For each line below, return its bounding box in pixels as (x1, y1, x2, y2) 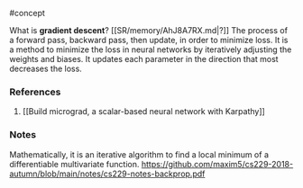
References (9, 85, 61, 98)
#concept (9, 8, 45, 18)
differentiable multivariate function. (9, 158, 140, 169)
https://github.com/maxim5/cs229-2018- (141, 158, 294, 169)
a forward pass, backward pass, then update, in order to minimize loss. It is (9, 35, 289, 45)
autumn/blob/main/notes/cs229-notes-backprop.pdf (9, 168, 206, 179)
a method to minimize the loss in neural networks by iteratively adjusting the (9, 44, 292, 55)
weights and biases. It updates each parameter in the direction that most (9, 54, 279, 64)
